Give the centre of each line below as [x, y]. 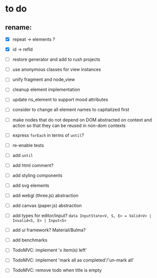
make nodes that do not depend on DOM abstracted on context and [82, 120]
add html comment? [33, 165]
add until [23, 155]
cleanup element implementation [46, 90]
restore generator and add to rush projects [56, 59]
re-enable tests [28, 145]
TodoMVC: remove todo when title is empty [57, 270]
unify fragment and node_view [43, 80]
